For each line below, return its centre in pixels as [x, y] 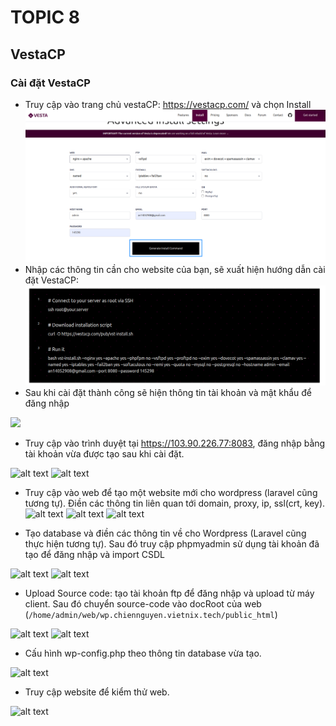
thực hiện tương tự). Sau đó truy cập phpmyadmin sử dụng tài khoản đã [172, 544]
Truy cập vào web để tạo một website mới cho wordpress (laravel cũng [171, 493]
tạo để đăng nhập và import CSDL [94, 555]
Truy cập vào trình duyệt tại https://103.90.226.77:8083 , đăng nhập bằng [175, 443]
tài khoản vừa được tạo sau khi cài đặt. [104, 454]
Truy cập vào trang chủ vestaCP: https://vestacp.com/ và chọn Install [168, 104]
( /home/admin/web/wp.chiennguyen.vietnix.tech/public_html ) [151, 615]
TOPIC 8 [45, 17]
